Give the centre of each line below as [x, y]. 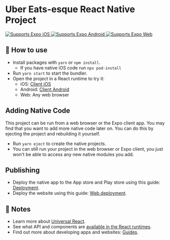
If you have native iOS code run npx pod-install [71, 67]
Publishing [23, 170]
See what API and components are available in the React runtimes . [82, 227]
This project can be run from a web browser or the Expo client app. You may [85, 123]
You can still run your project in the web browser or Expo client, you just [88, 149]
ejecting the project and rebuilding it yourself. [53, 133]
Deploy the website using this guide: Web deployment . [70, 193]
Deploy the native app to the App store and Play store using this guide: [86, 182]
